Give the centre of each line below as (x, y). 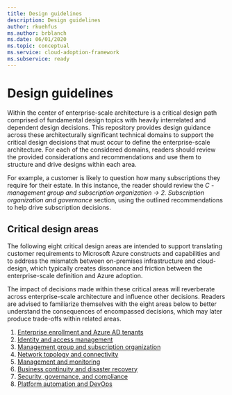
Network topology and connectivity (68, 354)
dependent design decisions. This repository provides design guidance (109, 127)
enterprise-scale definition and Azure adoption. (75, 275)
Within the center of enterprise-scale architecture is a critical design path (112, 113)
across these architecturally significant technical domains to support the (110, 135)
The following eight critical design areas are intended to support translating (115, 246)
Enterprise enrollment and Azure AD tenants (80, 332)
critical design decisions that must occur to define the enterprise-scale (109, 142)
